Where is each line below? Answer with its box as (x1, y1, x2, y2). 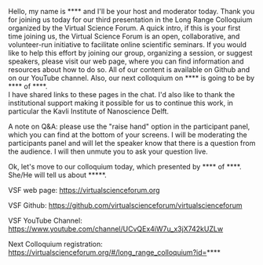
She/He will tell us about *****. (8, 170, 108, 180)
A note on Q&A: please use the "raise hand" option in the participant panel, (8, 122, 250, 131)
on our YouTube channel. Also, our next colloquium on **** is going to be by (8, 74, 255, 82)
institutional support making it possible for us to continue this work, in (8, 98, 234, 107)
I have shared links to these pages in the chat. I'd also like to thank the (8, 90, 236, 99)
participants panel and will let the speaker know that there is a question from (8, 139, 256, 147)
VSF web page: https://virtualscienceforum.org (8, 186, 160, 194)
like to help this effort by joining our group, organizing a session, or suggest (8, 49, 253, 57)
